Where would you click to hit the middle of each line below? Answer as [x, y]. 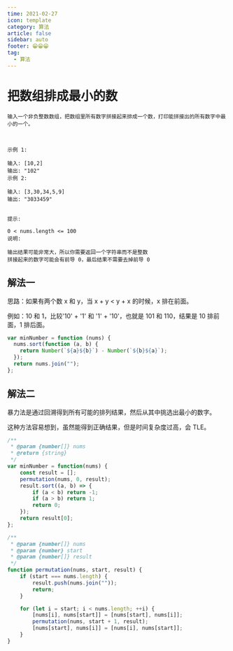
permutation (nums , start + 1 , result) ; [91, 622]
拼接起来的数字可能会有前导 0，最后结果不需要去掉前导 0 [79, 260]
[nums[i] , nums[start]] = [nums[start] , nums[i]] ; [108, 615]
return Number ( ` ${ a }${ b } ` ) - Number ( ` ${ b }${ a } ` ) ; [94, 351]
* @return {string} [39, 453]
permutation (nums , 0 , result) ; [65, 479]
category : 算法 [28, 27]
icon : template [29, 20]
